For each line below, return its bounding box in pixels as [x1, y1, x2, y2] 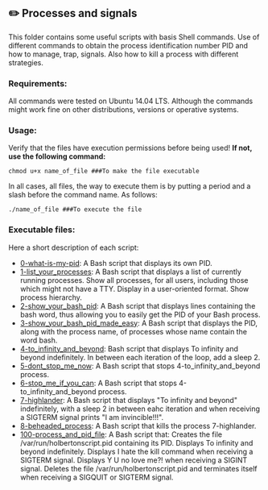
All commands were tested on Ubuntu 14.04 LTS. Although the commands [8, 96, 254, 106]
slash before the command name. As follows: [8, 190, 159, 200]
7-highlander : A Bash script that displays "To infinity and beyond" [19, 395, 237, 405]
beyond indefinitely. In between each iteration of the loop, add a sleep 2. [19, 352, 261, 362]
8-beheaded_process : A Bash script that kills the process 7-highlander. [19, 421, 257, 430]
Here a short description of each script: [8, 243, 139, 252]
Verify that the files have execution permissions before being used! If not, [8, 143, 253, 153]
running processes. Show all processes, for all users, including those [19, 275, 249, 284]
